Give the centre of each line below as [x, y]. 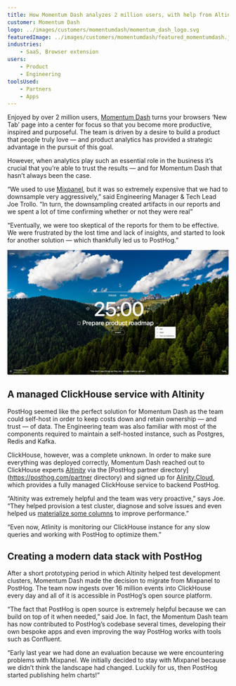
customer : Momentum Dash [44, 22]
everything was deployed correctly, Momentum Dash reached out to [106, 462]
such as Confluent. [34, 639]
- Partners [36, 89]
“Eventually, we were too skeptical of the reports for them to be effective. [113, 226]
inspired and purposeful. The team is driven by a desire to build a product [114, 132]
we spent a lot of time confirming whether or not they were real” [100, 212]
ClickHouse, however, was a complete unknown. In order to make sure [109, 455]
